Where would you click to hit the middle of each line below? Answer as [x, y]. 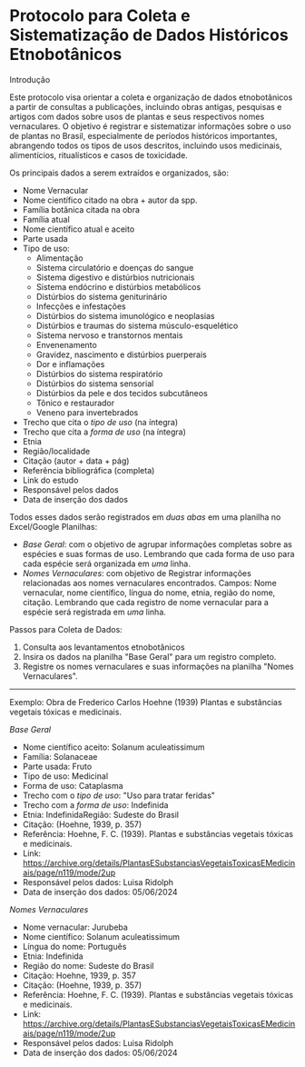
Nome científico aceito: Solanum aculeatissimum [114, 747]
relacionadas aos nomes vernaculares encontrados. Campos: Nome [149, 583]
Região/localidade [56, 451]
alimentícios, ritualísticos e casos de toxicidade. [98, 155]
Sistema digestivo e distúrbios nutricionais [115, 277]
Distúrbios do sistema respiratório [99, 374]
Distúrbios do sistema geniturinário [102, 296]
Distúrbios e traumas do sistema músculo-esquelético [137, 325]
